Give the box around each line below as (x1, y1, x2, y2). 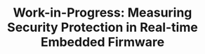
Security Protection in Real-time (6, 19, 199, 35)
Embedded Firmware (40, 35, 165, 50)
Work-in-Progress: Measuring (13, 5, 192, 21)
